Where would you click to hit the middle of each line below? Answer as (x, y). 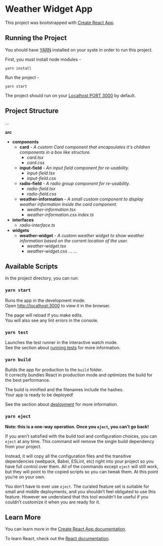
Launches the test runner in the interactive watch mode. (62, 342)
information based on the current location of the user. (74, 241)
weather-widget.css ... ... (52, 251)
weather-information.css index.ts (60, 215)
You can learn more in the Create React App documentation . (66, 529)
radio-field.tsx (41, 188)
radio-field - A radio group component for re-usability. (75, 183)
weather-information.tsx (51, 209)
